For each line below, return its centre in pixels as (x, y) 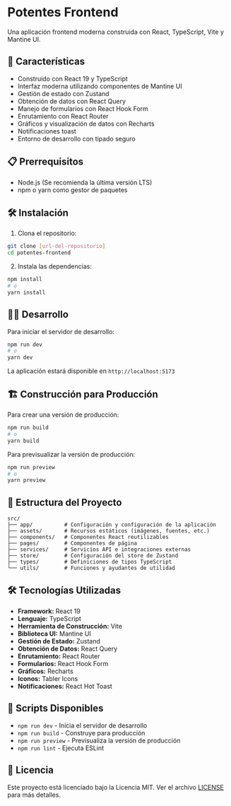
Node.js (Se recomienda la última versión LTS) (85, 182)
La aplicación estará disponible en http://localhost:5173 (91, 371)
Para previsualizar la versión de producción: (71, 454)
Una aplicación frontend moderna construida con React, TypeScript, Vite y (116, 32)
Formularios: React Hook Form (63, 663)
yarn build (23, 441)
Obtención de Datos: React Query (67, 648)
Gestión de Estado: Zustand (59, 641)
